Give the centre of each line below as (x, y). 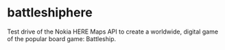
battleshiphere (50, 13)
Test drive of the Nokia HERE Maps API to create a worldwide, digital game (113, 32)
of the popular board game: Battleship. (62, 38)
